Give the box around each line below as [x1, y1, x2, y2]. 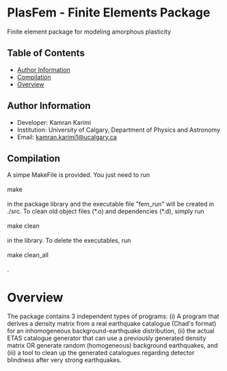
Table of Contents [7, 47, 85, 59]
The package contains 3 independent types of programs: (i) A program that [7, 312, 219, 320]
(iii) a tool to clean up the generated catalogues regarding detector [7, 348, 195, 357]
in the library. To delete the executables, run [7, 237, 131, 245]
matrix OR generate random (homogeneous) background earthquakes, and [7, 342, 218, 350]
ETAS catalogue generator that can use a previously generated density [7, 334, 206, 342]
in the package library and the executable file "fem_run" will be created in [7, 200, 215, 208]
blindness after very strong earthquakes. [7, 356, 122, 364]
